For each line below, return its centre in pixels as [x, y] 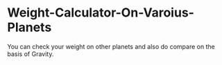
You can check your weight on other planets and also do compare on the [111, 46]
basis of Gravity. [31, 54]
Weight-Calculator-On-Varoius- [101, 13]
